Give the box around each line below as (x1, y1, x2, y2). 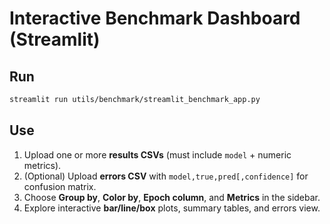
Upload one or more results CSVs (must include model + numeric (23, 148, 292, 161)
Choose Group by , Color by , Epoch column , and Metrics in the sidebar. (23, 191, 321, 203)
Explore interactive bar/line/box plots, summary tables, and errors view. (23, 202, 321, 214)
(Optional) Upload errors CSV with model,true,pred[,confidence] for (23, 170, 309, 182)
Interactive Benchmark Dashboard (9, 7, 301, 30)
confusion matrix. (23, 180, 97, 192)
